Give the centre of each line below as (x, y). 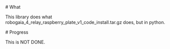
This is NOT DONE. (25, 42)
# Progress (17, 32)
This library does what (29, 17)
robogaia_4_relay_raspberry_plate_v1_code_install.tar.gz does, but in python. (85, 22)
